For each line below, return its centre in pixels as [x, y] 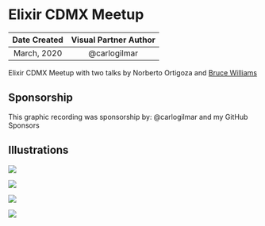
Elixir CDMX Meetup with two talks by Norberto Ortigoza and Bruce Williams [133, 72]
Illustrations [38, 150]
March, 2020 [38, 53]
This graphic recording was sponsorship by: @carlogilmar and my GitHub [128, 117]
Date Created [38, 40]
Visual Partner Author [113, 40]
